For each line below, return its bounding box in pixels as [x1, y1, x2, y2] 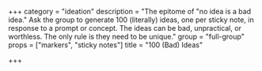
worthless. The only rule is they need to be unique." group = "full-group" [8, 32, 245, 41]
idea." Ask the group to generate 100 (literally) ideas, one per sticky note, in [8, 15, 255, 24]
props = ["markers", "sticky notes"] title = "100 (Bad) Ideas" [8, 40, 203, 50]
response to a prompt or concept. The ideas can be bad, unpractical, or [8, 24, 241, 32]
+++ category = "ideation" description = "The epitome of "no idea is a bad [8, 7, 252, 16]
